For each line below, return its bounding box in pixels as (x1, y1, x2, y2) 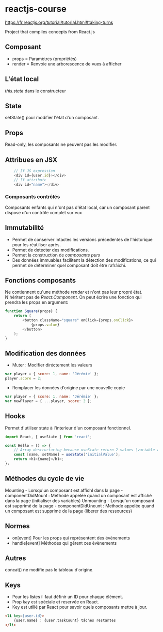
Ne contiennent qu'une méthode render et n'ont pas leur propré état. (5, 289, 143, 295)
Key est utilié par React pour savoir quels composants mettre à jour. (12, 604, 147, 610)
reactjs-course (5, 3, 67, 15)
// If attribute (14, 177, 47, 182)
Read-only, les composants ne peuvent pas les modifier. (5, 142, 117, 147)
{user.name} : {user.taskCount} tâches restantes (14, 618, 116, 623)
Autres (5, 554, 26, 562)
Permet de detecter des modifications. (12, 247, 89, 253)
